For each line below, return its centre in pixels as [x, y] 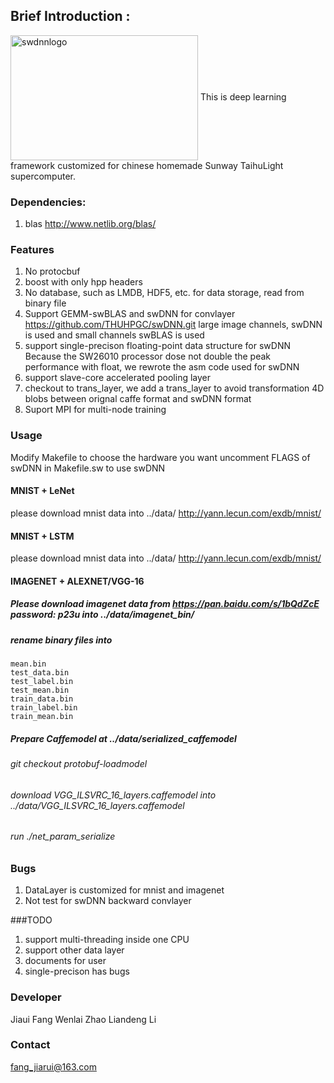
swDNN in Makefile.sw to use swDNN [88, 468]
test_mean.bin [40, 690]
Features [32, 250]
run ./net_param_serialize [63, 836]
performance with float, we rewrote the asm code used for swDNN [162, 367]
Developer [36, 997]
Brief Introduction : [70, 16]
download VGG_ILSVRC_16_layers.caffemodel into [113, 795]
